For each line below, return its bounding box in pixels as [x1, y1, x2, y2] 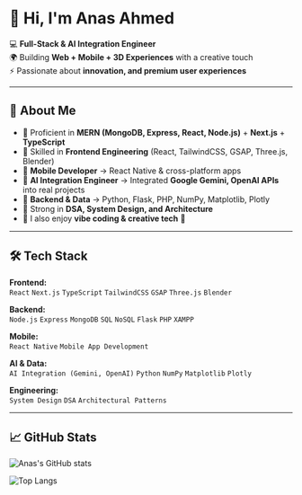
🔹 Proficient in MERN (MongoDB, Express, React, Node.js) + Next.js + [22, 127, 286, 137]
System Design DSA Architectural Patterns [9, 395, 167, 405]
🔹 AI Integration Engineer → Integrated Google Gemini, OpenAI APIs [22, 174, 280, 185]
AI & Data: [9, 358, 48, 368]
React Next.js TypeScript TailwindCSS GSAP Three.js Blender [9, 287, 232, 297]
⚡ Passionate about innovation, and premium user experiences [9, 65, 247, 75]
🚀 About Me [9, 103, 76, 119]
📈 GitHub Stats [9, 429, 97, 445]
